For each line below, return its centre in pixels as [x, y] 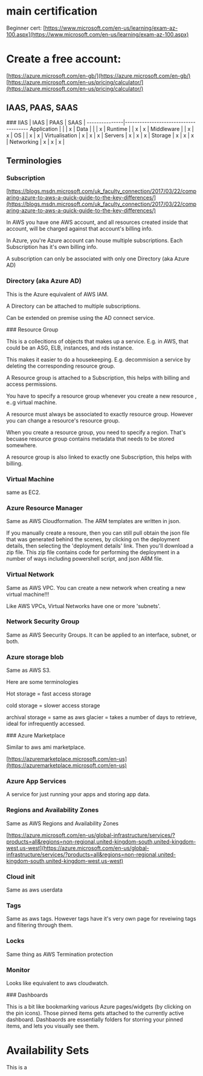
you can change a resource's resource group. [63, 421]
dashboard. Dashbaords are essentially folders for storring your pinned [95, 1019]
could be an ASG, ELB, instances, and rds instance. [70, 348]
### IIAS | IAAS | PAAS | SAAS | [46, 122]
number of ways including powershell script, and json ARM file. [85, 559]
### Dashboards [27, 995]
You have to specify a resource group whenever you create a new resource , [101, 396]
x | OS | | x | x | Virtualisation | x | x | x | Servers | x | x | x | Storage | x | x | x [100, 135]
